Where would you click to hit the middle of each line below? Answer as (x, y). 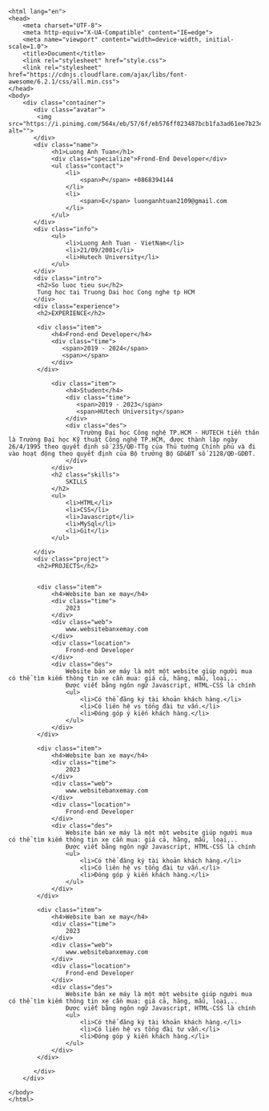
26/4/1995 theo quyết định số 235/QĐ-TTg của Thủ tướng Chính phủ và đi (132, 447)
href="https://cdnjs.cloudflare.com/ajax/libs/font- (98, 75)
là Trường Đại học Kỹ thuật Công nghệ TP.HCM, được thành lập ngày (123, 440)
